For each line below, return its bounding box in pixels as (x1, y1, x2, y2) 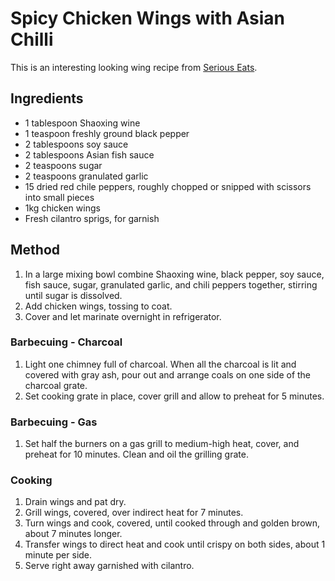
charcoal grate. (24, 379, 88, 391)
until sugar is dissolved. (24, 289, 123, 301)
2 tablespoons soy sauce (24, 138, 129, 150)
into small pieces (24, 191, 95, 203)
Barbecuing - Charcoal (10, 335, 123, 349)
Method (10, 242, 61, 259)
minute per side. (24, 549, 93, 561)
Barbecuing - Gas (10, 415, 98, 429)
